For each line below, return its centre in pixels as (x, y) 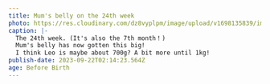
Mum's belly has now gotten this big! (81, 46)
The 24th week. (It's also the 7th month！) (91, 38)
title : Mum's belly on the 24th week (72, 16)
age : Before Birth (39, 68)
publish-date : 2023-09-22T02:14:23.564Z (77, 61)
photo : (19, 23)
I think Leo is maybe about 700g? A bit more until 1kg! (113, 53)
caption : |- (28, 30)
